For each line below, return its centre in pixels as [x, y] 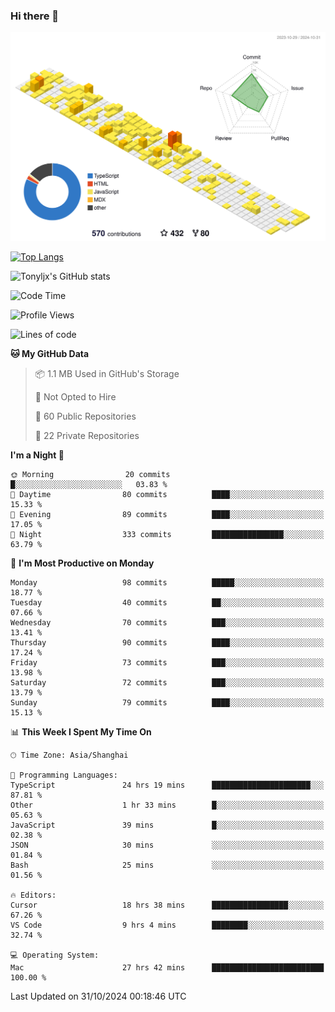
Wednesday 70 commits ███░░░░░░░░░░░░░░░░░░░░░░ [167, 623]
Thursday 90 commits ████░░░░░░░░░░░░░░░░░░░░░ [167, 643]
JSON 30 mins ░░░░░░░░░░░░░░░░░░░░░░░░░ [167, 845]
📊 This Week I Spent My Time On [81, 732]
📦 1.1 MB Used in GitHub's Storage [107, 374]
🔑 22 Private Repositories [87, 436]
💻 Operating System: [55, 955]
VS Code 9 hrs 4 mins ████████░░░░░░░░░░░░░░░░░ [167, 925]
